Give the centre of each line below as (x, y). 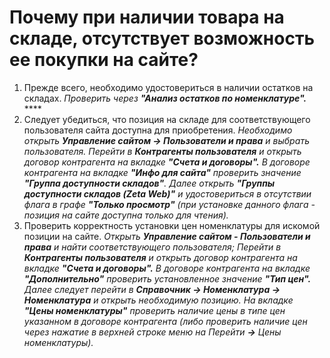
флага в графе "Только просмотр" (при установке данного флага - (169, 204)
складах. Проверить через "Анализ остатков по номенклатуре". (165, 98)
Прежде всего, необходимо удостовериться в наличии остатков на (168, 87)
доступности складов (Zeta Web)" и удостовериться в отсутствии (167, 193)
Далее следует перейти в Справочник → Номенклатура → (152, 289)
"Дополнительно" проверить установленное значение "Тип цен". (167, 278)
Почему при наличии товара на (147, 17)
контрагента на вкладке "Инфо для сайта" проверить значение (162, 172)
